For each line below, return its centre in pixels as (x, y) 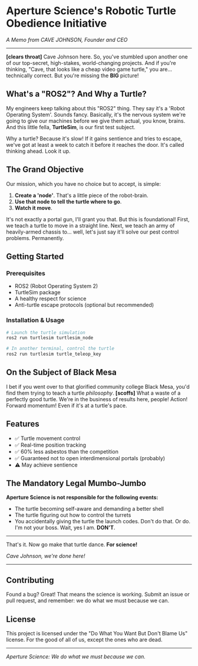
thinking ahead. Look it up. (38, 151)
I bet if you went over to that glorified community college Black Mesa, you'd (98, 386)
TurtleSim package (37, 293)
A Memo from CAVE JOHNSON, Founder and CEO (67, 40)
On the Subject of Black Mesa (61, 373)
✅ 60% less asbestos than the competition (67, 451)
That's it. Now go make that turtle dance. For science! (72, 544)
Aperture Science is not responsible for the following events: (82, 497)
